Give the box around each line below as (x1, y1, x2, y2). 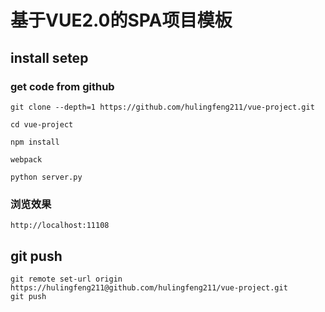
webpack (10, 154, 43, 165)
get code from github (10, 79, 115, 93)
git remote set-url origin (10, 274, 123, 284)
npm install (10, 137, 60, 147)
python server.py (10, 172, 83, 182)
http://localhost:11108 (10, 221, 110, 231)
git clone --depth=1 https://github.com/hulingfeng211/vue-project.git (10, 102, 315, 112)
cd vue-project (10, 119, 74, 130)
